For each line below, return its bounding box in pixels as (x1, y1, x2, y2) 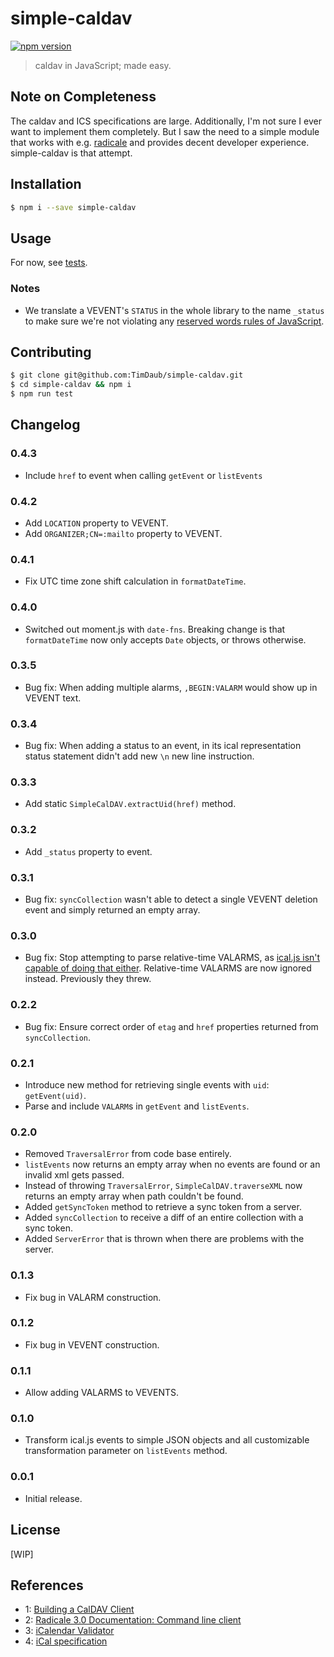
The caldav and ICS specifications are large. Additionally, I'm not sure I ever (10, 115, 322, 127)
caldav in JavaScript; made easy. (34, 59, 172, 71)
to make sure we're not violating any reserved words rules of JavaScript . (24, 315, 325, 327)
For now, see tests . (10, 257, 88, 269)
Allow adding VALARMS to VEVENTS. (24, 1387, 180, 1399)
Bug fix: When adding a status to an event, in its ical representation (24, 740, 302, 752)
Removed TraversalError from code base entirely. (24, 1148, 232, 1160)
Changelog (10, 417, 81, 434)
